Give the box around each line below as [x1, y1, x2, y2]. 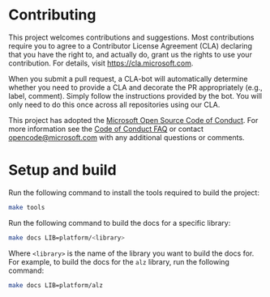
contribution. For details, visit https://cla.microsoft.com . [8, 58, 194, 68]
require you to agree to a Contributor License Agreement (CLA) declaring [8, 40, 253, 50]
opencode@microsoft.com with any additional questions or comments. [8, 132, 245, 142]
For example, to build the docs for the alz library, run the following [8, 257, 229, 266]
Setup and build [8, 161, 117, 180]
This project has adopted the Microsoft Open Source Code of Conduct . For [8, 115, 259, 125]
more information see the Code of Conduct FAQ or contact [8, 124, 204, 134]
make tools [8, 203, 45, 211]
